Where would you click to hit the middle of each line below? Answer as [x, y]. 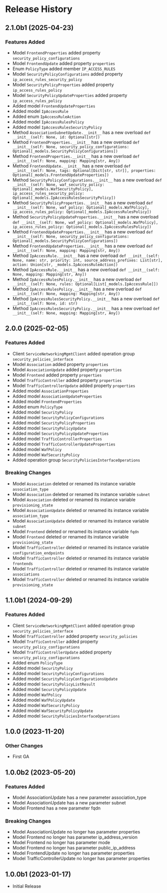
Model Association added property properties [60, 364]
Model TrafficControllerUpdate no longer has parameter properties [81, 858]
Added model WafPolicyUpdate [44, 700]
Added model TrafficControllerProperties [57, 438]
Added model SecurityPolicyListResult [54, 684]
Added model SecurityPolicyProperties [54, 422]
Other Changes [24, 745]
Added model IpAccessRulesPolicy [48, 121]
